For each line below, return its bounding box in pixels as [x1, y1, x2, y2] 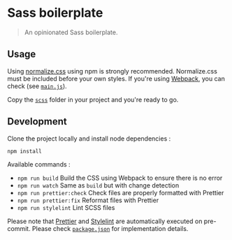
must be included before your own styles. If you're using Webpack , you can [7, 74, 225, 83]
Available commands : [7, 160, 71, 169]
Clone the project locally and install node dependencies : [7, 134, 171, 143]
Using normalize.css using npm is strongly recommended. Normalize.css [7, 66, 218, 75]
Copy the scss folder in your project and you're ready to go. [7, 95, 179, 104]
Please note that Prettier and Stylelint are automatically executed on [7, 217, 203, 225]
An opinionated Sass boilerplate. [24, 28, 118, 36]
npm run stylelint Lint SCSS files [17, 204, 115, 212]
